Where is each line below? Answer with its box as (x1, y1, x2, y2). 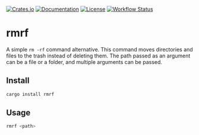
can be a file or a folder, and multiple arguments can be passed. (6, 58, 162, 65)
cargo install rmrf (6, 91, 55, 97)
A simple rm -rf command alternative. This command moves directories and (6, 46, 193, 53)
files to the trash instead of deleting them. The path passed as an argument (6, 52, 191, 59)
